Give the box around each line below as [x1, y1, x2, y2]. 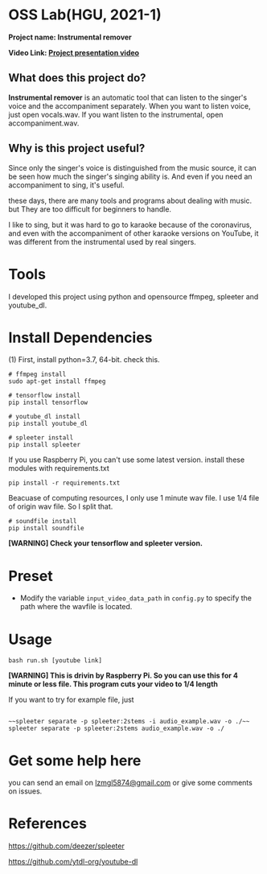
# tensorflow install [8, 392, 81, 400]
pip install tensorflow [8, 398, 88, 407]
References [8, 814, 87, 833]
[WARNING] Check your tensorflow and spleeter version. [8, 538, 203, 548]
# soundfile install [8, 517, 78, 526]
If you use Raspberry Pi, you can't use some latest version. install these [8, 455, 245, 464]
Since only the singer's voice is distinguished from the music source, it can [8, 163, 257, 172]
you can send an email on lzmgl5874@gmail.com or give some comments [8, 778, 253, 788]
